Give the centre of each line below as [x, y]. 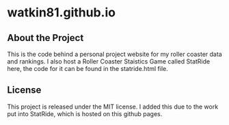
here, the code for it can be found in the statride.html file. [88, 69]
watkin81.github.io [62, 13]
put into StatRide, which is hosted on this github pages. [85, 113]
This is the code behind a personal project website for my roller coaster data [114, 54]
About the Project [45, 38]
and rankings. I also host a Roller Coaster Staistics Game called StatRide [109, 61]
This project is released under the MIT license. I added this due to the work [113, 107]
